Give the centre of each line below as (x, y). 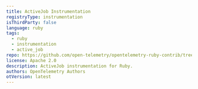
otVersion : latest (29, 77)
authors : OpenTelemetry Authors (46, 71)
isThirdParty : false (32, 22)
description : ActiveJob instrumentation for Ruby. (70, 66)
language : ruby (25, 28)
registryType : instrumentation (44, 17)
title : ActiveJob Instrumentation (49, 11)
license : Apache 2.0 (32, 60)
